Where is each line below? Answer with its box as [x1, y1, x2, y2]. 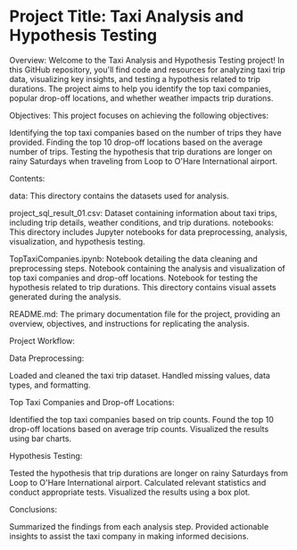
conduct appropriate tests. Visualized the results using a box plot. [9, 487, 251, 497]
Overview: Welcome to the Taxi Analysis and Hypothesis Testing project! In [9, 54, 285, 65]
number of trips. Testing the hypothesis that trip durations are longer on [9, 146, 273, 157]
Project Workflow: [9, 335, 76, 346]
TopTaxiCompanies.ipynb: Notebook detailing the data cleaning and [9, 253, 259, 264]
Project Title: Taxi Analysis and [9, 6, 244, 27]
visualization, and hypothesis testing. [9, 236, 145, 246]
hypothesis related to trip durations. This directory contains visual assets [9, 281, 276, 292]
